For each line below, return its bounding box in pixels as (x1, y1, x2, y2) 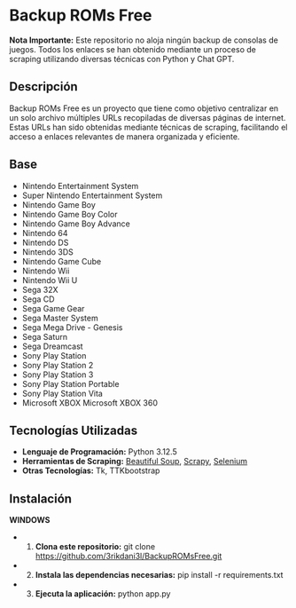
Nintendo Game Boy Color (21, 209, 118, 219)
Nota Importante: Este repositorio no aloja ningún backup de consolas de (9, 35, 279, 45)
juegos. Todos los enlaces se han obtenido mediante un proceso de (9, 43, 257, 54)
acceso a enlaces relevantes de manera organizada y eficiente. (9, 130, 240, 142)
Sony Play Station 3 (21, 369, 94, 380)
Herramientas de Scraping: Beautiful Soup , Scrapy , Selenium (21, 456, 248, 467)
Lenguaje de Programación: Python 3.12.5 (21, 446, 177, 457)
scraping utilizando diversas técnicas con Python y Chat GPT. (9, 53, 235, 64)
